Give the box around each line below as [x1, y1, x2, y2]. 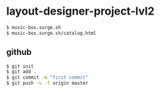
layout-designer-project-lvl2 [6, 4, 155, 18]
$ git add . [6, 69, 37, 75]
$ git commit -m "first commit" [6, 74, 88, 80]
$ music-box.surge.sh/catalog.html [6, 30, 97, 36]
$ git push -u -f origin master [6, 80, 88, 87]
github [6, 47, 32, 57]
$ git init [6, 63, 34, 69]
